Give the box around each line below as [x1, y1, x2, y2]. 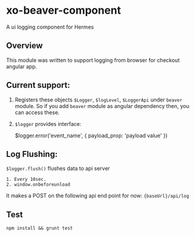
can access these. [14, 109, 60, 116]
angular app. [6, 63, 37, 70]
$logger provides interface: [14, 120, 81, 127]
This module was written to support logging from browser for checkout [6, 56, 180, 63]
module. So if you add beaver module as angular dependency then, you [14, 102, 190, 109]
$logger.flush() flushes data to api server [6, 165, 110, 172]
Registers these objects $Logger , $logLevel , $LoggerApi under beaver [14, 96, 183, 103]
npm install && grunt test [6, 225, 73, 232]
